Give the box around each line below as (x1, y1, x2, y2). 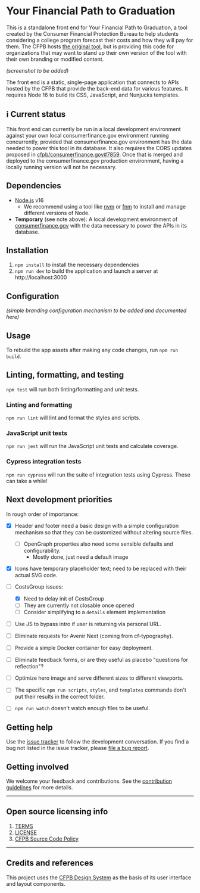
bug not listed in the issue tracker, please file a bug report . (6, 745, 149, 752)
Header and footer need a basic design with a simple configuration (14, 522, 179, 529)
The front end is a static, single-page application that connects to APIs (6, 79, 179, 86)
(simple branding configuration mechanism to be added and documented (6, 307, 187, 314)
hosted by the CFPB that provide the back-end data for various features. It (6, 85, 189, 92)
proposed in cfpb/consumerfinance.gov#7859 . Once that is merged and (6, 151, 183, 158)
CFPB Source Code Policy (14, 835, 79, 842)
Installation (6, 245, 49, 256)
